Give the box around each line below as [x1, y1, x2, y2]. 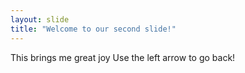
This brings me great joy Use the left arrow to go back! [10, 51, 236, 63]
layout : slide [10, 14, 70, 25]
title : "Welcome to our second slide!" [10, 24, 177, 34]
